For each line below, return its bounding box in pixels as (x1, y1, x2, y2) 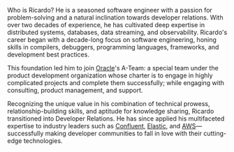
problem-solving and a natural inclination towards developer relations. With (7, 13, 224, 22)
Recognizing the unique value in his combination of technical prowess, (7, 100, 211, 107)
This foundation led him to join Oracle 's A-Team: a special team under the (7, 64, 219, 72)
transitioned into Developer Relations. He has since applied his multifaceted (7, 114, 225, 123)
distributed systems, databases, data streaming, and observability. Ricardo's (7, 28, 228, 36)
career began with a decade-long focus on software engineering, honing (7, 36, 217, 44)
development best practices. (7, 50, 89, 59)
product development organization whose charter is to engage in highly (7, 71, 213, 79)
